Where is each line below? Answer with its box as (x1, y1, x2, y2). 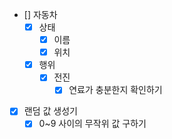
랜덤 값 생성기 (23, 105, 78, 117)
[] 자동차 (23, 9, 58, 20)
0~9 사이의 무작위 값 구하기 (38, 118, 147, 130)
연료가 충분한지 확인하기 (68, 84, 163, 96)
